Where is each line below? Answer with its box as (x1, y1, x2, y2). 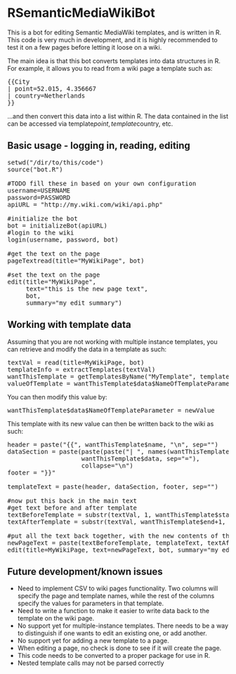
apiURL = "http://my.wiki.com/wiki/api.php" (7, 200, 164, 209)
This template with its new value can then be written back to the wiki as (7, 419, 214, 428)
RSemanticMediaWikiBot (7, 5, 156, 21)
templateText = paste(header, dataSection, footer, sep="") (7, 482, 219, 491)
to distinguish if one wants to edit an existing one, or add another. (17, 629, 207, 637)
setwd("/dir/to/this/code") (7, 158, 104, 166)
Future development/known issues (7, 565, 163, 577)
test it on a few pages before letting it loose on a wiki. (7, 43, 162, 51)
